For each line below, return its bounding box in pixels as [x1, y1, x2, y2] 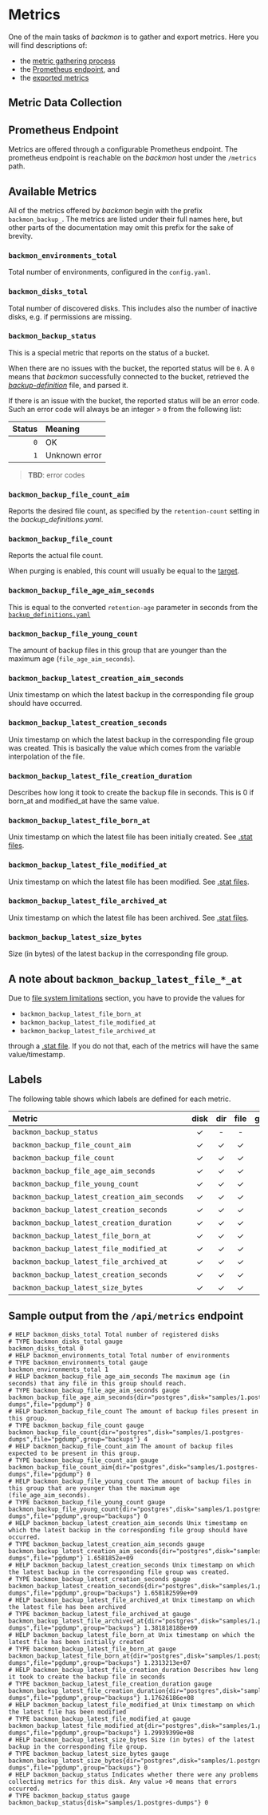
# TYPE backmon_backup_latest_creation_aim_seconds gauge [8, 1540, 205, 1548]
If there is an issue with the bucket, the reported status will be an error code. [8, 395, 260, 405]
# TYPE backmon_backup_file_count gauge [8, 1421, 145, 1429]
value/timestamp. [8, 1049, 65, 1059]
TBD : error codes [27, 470, 85, 480]
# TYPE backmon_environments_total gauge [8, 1358, 148, 1366]
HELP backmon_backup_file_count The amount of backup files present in [15, 1407, 259, 1415]
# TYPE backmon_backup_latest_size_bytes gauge [8, 1750, 170, 1758]
